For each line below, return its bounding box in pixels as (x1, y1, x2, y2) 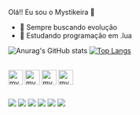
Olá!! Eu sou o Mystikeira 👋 (8, 8, 96, 16)
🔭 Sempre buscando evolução (19, 23, 118, 31)
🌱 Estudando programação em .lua (19, 31, 132, 40)
